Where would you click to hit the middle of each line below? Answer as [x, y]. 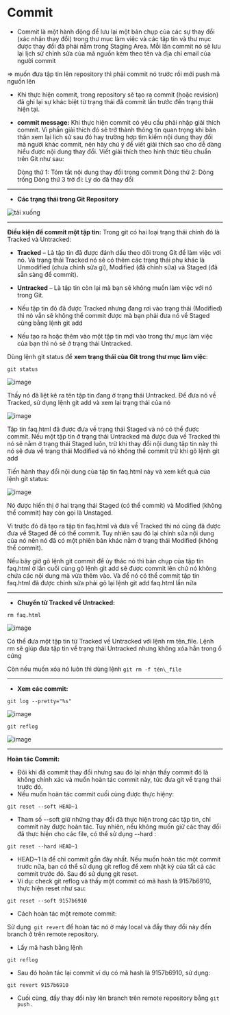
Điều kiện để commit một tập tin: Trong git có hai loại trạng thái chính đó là [114, 232]
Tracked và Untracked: [39, 239]
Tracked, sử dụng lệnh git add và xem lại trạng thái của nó [89, 402]
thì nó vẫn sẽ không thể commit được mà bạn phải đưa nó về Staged [113, 315]
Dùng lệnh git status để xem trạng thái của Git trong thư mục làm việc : [107, 356]
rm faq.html [24, 615]
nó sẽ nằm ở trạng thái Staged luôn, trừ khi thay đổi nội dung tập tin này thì [112, 443]
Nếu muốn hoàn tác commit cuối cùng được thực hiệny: [95, 794]
